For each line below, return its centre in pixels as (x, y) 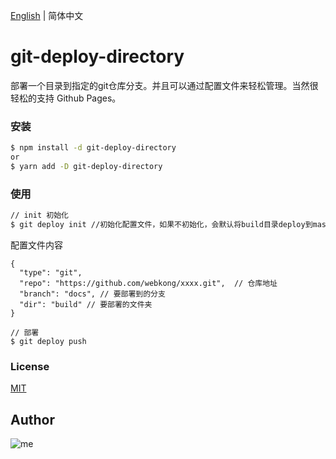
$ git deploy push (48, 341)
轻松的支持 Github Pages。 (66, 98)
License (30, 366)
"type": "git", (51, 272)
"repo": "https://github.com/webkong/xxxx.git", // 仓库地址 (148, 283)
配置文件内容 (36, 245)
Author (32, 419)
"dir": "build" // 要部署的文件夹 (86, 304)
